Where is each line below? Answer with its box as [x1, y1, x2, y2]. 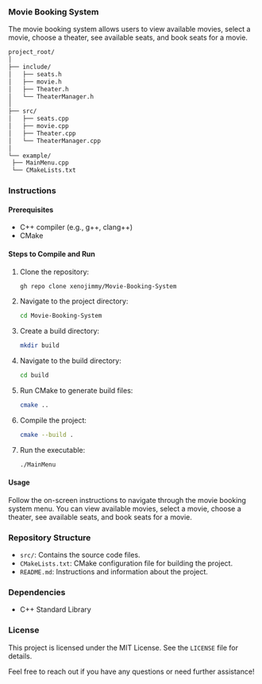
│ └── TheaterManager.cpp [8, 137, 102, 145]
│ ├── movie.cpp [8, 122, 69, 130]
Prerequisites [8, 205, 54, 214]
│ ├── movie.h [8, 78, 62, 86]
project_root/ [8, 48, 56, 56]
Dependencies [8, 587, 66, 598]
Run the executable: [19, 445, 86, 454]
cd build [19, 372, 49, 380]
